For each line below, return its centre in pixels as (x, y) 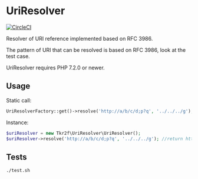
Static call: (19, 100)
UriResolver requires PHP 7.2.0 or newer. (55, 67)
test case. (18, 56)
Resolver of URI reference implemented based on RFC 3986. (80, 38)
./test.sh (18, 171)
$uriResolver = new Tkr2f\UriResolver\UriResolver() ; (74, 133)
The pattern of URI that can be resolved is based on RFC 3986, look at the (96, 50)
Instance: (17, 122)
